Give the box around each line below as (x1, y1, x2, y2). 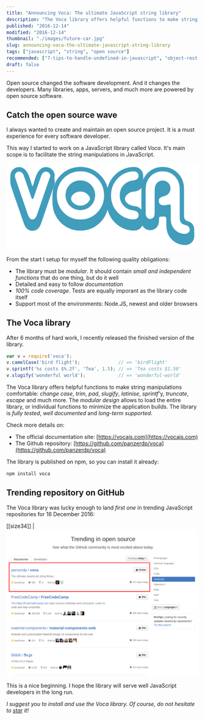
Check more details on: (6, 421, 65, 429)
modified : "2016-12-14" (6, 29, 67, 36)
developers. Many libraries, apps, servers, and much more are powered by (6, 86, 194, 93)
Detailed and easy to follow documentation (15, 280, 123, 288)
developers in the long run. (6, 689, 74, 696)
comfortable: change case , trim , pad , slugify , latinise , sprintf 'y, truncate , (6, 390, 189, 397)
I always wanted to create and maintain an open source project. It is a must (6, 126, 195, 133)
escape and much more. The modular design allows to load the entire (6, 397, 181, 404)
